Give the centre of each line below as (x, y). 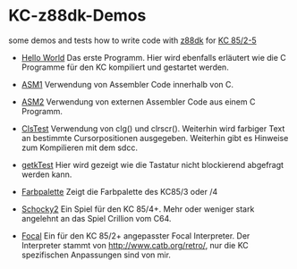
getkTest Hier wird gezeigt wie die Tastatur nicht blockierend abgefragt (152, 164)
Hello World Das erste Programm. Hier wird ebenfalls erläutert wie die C (154, 57)
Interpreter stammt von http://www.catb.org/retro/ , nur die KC (135, 245)
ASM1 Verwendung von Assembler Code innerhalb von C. (127, 84)
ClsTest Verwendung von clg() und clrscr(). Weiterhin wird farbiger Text (153, 128)
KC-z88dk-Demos (77, 16)
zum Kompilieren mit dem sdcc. (79, 147)
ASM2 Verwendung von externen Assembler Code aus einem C (138, 101)
